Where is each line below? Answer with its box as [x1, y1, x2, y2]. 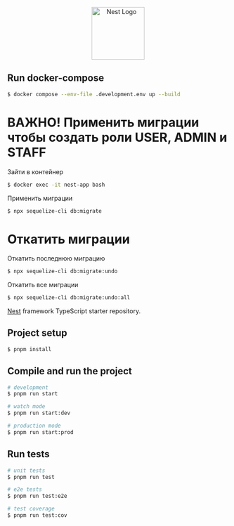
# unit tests [7, 467, 46, 474]
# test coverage [7, 506, 55, 513]
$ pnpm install [7, 346, 52, 353]
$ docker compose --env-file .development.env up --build [7, 91, 181, 98]
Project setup [7, 327, 68, 339]
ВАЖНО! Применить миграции [7, 114, 200, 130]
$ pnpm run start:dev [7, 409, 71, 417]
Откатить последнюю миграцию [7, 254, 105, 263]
